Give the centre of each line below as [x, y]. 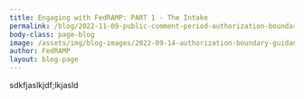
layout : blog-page [44, 59]
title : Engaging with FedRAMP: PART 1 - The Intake [109, 18]
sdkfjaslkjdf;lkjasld [44, 85]
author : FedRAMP [40, 51]
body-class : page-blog [52, 34]
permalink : [30, 26]
